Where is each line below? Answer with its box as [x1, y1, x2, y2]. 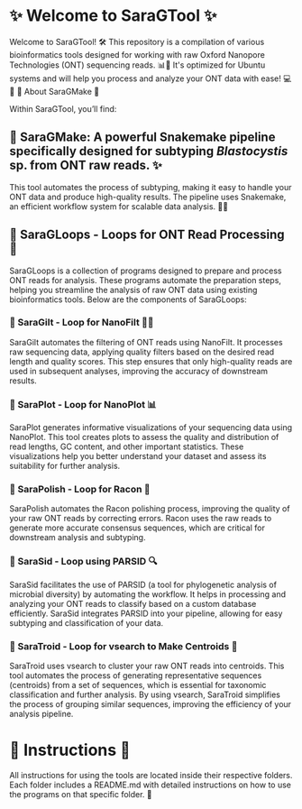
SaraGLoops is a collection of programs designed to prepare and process [9, 265, 282, 276]
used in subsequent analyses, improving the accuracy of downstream [9, 365, 269, 376]
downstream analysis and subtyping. [9, 532, 146, 543]
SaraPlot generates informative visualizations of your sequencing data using [9, 422, 293, 433]
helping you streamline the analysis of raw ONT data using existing [9, 284, 258, 295]
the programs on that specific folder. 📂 [9, 788, 152, 799]
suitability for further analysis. [9, 461, 121, 472]
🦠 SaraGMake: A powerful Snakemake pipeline [9, 130, 276, 145]
